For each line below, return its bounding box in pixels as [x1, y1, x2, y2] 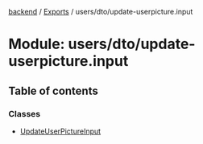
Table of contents [8, 84, 98, 97]
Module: [8, 35, 65, 53]
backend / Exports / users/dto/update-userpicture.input [8, 7, 193, 16]
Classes [8, 108, 41, 119]
